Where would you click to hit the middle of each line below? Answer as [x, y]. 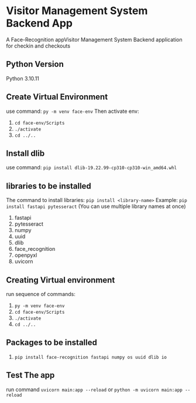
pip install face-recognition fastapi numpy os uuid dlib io [91, 357]
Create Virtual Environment [57, 97]
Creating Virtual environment [61, 280]
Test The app [30, 375]
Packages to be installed [52, 343]
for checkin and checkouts [38, 46]
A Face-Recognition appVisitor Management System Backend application [94, 39]
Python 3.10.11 [23, 78]
